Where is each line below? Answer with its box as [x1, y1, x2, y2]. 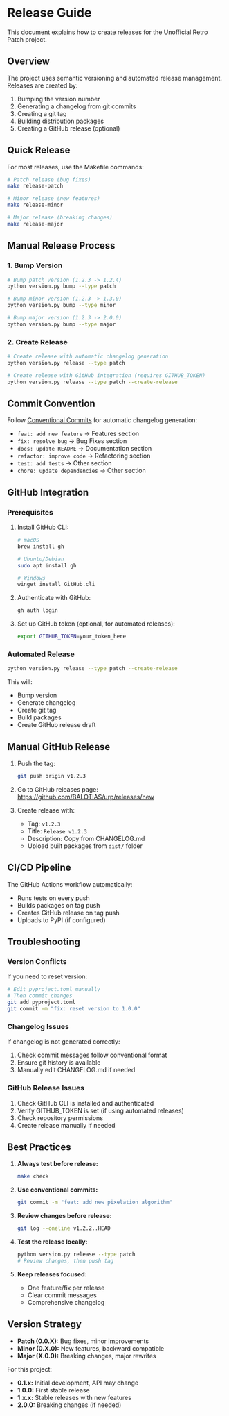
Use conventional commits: [17, 1185, 98, 1194]
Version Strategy [7, 1318, 82, 1331]
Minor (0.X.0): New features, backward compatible [17, 1344, 165, 1352]
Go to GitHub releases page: [17, 785, 98, 793]
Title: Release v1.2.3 [27, 826, 88, 835]
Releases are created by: [7, 81, 78, 90]
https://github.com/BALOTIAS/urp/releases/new [17, 792, 154, 801]
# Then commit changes [7, 992, 73, 999]
